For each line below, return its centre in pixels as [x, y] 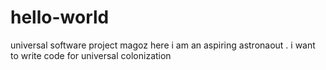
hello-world [60, 17]
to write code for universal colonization [91, 55]
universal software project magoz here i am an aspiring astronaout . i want [163, 45]
